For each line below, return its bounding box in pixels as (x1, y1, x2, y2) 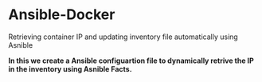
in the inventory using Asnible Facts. (8, 64, 133, 73)
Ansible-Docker (8, 6, 115, 24)
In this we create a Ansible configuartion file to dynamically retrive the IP (8, 56, 255, 65)
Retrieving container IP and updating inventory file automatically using (8, 32, 239, 41)
